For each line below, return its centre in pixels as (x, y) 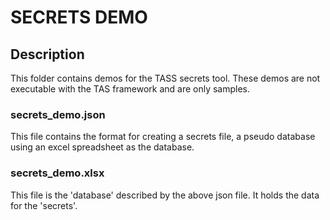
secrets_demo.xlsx (57, 173)
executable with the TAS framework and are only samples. (130, 89)
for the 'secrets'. (44, 205)
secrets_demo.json (58, 114)
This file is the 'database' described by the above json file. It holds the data (165, 195)
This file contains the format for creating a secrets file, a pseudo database (163, 137)
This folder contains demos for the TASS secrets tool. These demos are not (165, 78)
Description (47, 54)
